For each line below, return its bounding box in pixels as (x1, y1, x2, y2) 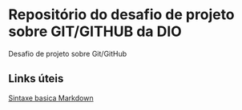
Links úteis (8, 72, 64, 85)
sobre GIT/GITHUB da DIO (8, 22, 182, 41)
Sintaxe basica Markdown (8, 93, 94, 103)
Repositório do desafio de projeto (8, 6, 235, 24)
